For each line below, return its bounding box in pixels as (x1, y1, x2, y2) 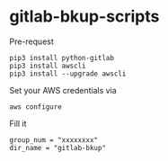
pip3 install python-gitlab (9, 53, 115, 62)
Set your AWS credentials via (9, 85, 117, 95)
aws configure (9, 102, 63, 112)
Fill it (9, 118, 27, 129)
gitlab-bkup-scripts (9, 6, 160, 27)
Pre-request (9, 36, 54, 47)
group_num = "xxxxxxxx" (9, 135, 99, 145)
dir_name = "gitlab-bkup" (9, 143, 106, 152)
